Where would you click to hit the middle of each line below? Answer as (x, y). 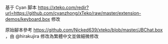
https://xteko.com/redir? (63, 7)
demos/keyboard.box (28, 19)
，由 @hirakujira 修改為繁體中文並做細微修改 (52, 36)
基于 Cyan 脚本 (21, 7)
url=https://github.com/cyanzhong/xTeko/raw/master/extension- (73, 13)
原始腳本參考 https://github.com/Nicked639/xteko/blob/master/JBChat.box (84, 30)
